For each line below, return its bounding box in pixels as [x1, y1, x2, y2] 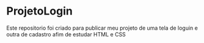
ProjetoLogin [6, 4, 73, 18]
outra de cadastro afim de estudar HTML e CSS [6, 30, 126, 38]
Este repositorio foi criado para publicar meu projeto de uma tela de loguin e [6, 24, 199, 31]
